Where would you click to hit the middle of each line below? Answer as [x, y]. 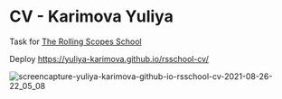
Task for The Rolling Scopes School [75, 41]
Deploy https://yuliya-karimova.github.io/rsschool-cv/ [109, 58]
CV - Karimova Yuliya [91, 17]
